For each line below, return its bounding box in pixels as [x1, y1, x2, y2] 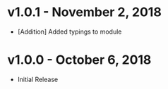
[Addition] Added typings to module [17, 27, 122, 36]
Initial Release [17, 75, 59, 83]
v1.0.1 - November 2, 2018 [7, 4, 162, 20]
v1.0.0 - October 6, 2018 [7, 52, 152, 68]
